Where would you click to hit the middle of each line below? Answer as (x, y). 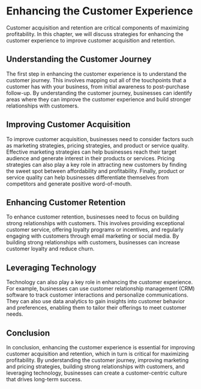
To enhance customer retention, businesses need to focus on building (93, 217)
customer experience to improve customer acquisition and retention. (91, 40)
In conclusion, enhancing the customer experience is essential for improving (100, 347)
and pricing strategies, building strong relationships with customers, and (95, 366)
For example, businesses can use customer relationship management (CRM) (100, 289)
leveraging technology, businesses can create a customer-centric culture (97, 373)
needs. (15, 314)
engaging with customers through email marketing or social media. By (93, 236)
